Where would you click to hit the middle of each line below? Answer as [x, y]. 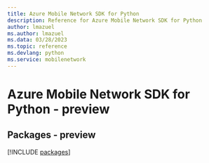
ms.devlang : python [36, 53]
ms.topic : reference [38, 46]
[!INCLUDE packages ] [39, 152]
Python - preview [59, 109]
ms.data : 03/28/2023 [38, 40]
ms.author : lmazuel [36, 33]
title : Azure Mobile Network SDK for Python [73, 14]
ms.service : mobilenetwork [47, 60]
